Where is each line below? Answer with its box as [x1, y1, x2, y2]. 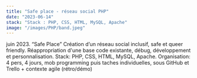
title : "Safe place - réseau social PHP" [6, 8, 109, 15]
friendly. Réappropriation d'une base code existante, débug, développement [6, 47, 191, 54]
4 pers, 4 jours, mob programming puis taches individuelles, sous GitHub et [6, 59, 189, 66]
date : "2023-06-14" [6, 14, 54, 20]
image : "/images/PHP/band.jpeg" [6, 24, 85, 31]
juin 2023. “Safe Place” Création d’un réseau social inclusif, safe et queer [6, 41, 183, 48]
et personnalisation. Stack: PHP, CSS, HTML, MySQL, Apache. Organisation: [6, 53, 191, 60]
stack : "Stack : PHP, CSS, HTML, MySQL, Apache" [6, 19, 128, 25]
